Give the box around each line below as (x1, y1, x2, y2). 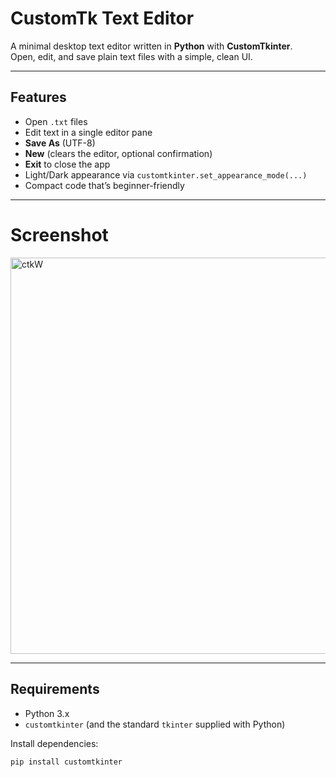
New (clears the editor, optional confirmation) (24, 147, 213, 159)
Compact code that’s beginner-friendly (24, 179, 185, 191)
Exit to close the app (24, 158, 111, 170)
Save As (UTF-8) (24, 137, 96, 149)
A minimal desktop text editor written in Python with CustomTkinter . (10, 40, 293, 52)
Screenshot (10, 223, 109, 246)
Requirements (10, 681, 100, 698)
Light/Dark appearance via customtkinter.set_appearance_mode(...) (24, 168, 308, 181)
